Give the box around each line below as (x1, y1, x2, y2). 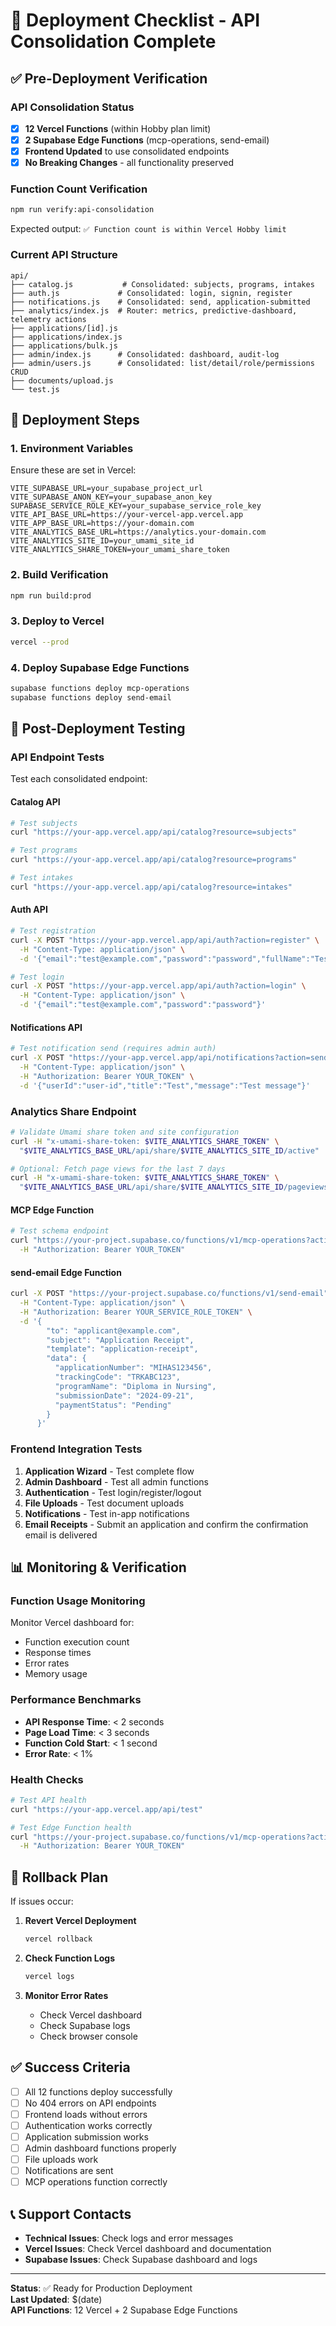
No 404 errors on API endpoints (24, 2097, 157, 2109)
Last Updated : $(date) (10, 2294, 103, 2305)
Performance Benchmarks (10, 1693, 142, 1707)
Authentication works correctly (24, 2119, 153, 2131)
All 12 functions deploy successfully (24, 2085, 173, 2098)
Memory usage (24, 1668, 88, 1680)
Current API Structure (10, 248, 118, 262)
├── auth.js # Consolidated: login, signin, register (10, 288, 293, 298)
